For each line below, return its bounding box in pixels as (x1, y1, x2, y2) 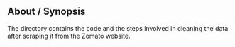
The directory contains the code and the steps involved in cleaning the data (7, 24, 229, 32)
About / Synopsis (7, 6, 86, 18)
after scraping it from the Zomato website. (7, 32, 131, 40)
